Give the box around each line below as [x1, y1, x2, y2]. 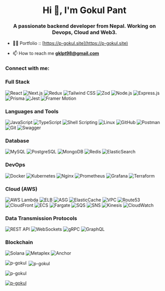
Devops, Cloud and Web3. [52, 29, 117, 36]
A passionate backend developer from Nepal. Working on [13, 23, 156, 30]
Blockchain [5, 239, 33, 246]
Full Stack [5, 78, 30, 85]
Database [5, 137, 29, 144]
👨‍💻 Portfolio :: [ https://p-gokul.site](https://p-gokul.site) [12, 40, 128, 46]
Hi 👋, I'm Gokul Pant [42, 5, 127, 16]
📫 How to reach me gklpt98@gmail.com [12, 50, 100, 56]
